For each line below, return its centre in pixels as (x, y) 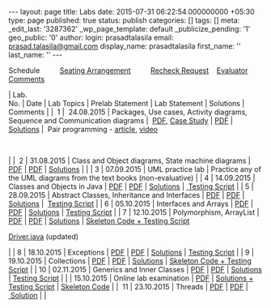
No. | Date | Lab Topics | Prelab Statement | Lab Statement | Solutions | (127, 103)
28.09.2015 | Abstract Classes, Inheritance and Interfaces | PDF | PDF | (127, 195)
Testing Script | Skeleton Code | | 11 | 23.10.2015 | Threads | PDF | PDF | (128, 287)
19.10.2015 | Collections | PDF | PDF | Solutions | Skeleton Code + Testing (130, 261)
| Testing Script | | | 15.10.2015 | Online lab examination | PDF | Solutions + (131, 278)
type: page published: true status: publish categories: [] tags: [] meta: (124, 20)
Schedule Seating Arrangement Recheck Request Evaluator (128, 71)
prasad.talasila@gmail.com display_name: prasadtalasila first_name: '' (125, 46)
